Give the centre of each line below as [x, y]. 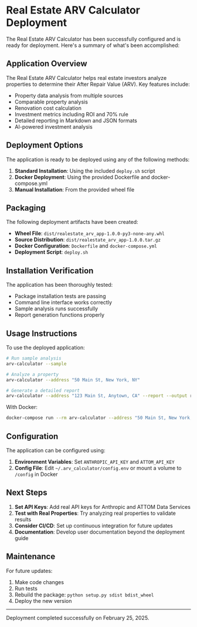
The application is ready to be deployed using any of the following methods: [98, 159]
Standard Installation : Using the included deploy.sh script [85, 170]
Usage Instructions [42, 333]
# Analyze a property [33, 374]
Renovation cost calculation [48, 108]
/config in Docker [36, 474]
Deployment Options [45, 145]
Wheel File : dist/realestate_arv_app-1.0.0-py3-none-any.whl [90, 233]
